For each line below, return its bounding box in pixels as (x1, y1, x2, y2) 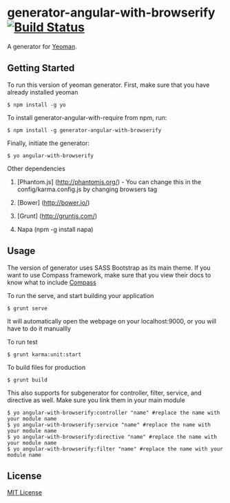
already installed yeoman (7, 88, 79, 96)
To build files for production (7, 363, 86, 371)
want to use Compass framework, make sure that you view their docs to (7, 270, 211, 279)
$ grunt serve (7, 305, 48, 312)
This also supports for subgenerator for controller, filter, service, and (7, 388, 202, 397)
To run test (7, 337, 38, 346)
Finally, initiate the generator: (7, 139, 90, 147)
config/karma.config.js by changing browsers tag (17, 185, 158, 193)
